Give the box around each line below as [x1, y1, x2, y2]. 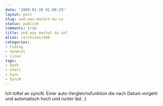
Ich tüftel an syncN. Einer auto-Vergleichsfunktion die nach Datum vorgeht [5, 90, 158, 96]
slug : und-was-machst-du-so [5, 16, 64, 21]
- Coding [5, 44, 23, 49]
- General [5, 49, 26, 54]
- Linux [5, 53, 21, 59]
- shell [5, 68, 21, 73]
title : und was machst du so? [5, 30, 68, 35]
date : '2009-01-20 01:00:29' [5, 7, 66, 12]
